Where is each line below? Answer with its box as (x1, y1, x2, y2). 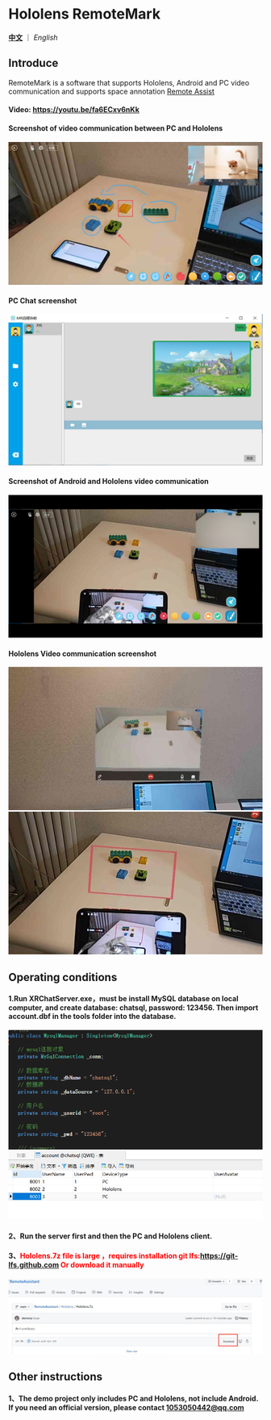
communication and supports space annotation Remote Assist (8, 86, 215, 96)
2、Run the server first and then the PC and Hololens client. (8, 1231, 212, 1241)
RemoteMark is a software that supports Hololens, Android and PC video (8, 77, 250, 87)
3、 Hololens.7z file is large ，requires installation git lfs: (8, 1251, 201, 1261)
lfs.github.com (8, 1260, 59, 1270)
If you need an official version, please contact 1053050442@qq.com (8, 1402, 244, 1412)
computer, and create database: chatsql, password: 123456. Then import (8, 1003, 259, 1013)
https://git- (200, 1251, 239, 1261)
